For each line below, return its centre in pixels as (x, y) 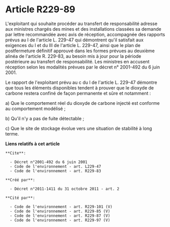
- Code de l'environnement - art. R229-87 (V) (60, 216)
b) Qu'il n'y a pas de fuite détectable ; (45, 118)
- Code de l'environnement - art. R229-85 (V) (60, 211)
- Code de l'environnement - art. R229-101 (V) (61, 207)
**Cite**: (16, 153)
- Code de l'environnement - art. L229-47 (55, 166)
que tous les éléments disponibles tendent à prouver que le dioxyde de (80, 87)
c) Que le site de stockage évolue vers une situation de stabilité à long (79, 128)
